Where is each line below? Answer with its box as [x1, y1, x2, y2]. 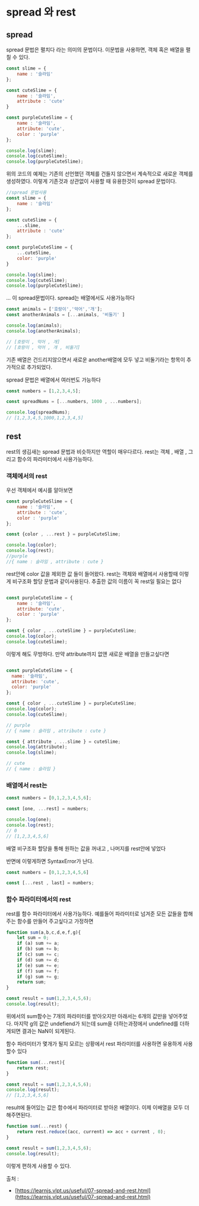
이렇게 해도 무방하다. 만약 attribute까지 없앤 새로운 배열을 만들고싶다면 [6, 650, 169, 658]
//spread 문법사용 [6, 190, 47, 196]
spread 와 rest [6, 5, 76, 19]
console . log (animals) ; [6, 323, 62, 328]
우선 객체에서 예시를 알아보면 [6, 486, 73, 494]
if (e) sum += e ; [17, 962, 60, 969]
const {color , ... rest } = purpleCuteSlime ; [6, 531, 121, 537]
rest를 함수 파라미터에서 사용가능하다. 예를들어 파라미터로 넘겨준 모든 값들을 [6, 910, 182, 917]
